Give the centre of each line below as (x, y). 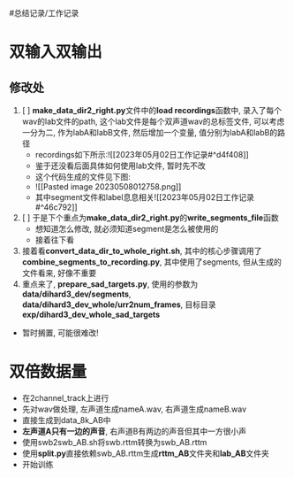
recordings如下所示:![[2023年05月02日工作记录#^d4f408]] (142, 154)
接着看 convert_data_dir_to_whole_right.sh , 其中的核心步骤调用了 (142, 251)
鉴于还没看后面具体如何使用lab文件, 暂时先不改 (120, 166)
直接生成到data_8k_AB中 (67, 420)
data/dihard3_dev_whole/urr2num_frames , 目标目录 (119, 305)
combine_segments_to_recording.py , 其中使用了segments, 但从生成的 (152, 262)
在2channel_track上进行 (65, 397)
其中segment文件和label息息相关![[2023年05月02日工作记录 (144, 197)
